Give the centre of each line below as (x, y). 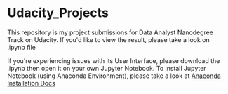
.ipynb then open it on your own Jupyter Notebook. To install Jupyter (107, 68)
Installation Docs (32, 83)
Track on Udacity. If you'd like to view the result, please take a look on (108, 39)
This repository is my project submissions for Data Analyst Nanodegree (110, 32)
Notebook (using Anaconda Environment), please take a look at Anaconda (114, 76)
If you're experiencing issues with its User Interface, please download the (114, 60)
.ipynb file (22, 47)
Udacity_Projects (58, 13)
